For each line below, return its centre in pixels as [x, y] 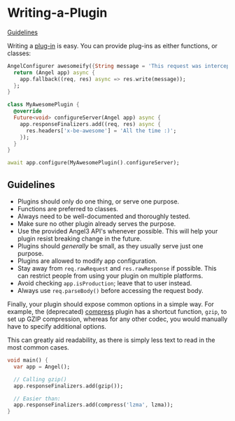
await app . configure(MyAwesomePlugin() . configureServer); [93, 163]
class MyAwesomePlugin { [43, 105]
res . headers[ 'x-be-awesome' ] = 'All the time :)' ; [101, 131]
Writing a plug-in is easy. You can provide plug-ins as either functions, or [113, 45]
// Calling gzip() [41, 379]
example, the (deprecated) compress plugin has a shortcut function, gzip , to [117, 312]
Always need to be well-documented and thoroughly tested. [104, 216]
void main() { [28, 360]
